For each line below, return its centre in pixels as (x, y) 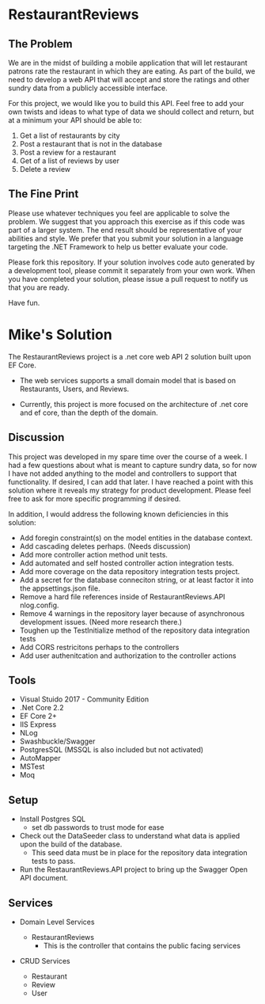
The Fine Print (44, 194)
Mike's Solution (60, 335)
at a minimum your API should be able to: (75, 120)
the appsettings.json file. (60, 588)
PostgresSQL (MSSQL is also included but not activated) (112, 750)
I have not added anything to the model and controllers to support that (123, 473)
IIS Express (38, 724)
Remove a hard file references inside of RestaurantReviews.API (122, 596)
